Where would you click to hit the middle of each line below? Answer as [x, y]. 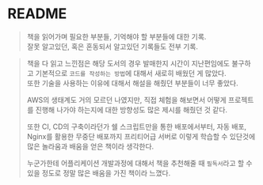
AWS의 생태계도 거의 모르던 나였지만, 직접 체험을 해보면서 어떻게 [126, 100]
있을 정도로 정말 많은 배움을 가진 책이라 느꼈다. [99, 173]
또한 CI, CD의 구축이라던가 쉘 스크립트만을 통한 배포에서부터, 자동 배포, [137, 126]
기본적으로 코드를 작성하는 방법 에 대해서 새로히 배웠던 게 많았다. [131, 73]
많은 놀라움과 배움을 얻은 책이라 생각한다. [90, 146]
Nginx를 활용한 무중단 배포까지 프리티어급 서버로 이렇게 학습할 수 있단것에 [141, 136]
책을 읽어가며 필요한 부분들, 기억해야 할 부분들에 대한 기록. [116, 36]
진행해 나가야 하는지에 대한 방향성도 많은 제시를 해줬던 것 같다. [131, 109]
